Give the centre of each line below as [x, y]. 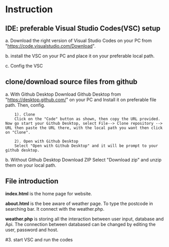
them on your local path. [31, 165]
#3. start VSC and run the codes [39, 239]
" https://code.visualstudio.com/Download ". [50, 46]
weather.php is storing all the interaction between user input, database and [84, 219]
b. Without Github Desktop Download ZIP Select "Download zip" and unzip [83, 160]
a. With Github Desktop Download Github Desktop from [63, 94]
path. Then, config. [25, 105]
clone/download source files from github [71, 82]
